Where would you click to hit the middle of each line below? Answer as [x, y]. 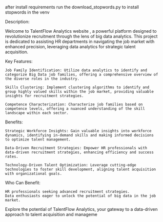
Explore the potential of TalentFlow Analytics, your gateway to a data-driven [81, 209]
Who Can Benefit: [23, 183]
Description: [17, 22]
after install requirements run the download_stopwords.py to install [72, 7]
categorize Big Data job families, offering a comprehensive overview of [82, 75]
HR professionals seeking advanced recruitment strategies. [68, 192]
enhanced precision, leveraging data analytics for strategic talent [70, 47]
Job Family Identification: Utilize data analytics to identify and [76, 70]
